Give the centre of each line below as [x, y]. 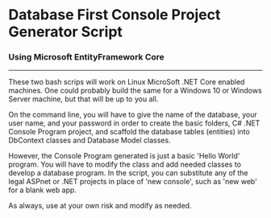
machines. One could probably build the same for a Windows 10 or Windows [135, 91]
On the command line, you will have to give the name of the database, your [133, 115]
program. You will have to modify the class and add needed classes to [125, 165]
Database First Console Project [115, 15]
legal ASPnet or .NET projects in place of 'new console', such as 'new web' [133, 182]
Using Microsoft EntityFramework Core [87, 57]
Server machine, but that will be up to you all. [83, 99]
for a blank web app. [42, 190]
